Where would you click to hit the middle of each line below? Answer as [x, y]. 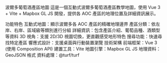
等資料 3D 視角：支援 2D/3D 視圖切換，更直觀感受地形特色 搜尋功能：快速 [81, 36]
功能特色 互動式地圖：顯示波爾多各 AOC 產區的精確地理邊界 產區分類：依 [80, 24]
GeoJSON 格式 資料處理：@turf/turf [42, 55]
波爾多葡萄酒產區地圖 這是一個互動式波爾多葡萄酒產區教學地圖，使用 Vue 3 [83, 7]
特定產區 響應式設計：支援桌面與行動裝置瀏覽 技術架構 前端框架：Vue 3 [83, 43]
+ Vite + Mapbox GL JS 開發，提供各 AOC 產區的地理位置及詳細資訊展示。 [82, 13]
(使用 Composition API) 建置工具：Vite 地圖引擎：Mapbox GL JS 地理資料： [83, 49]
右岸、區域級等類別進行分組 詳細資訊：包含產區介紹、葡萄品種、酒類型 [87, 30]
